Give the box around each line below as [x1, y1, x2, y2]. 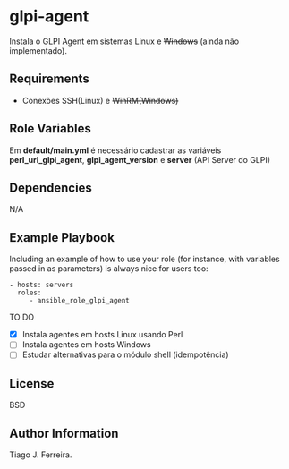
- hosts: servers [9, 280, 74, 290]
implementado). [9, 45, 67, 55]
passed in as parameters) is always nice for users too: [9, 263, 208, 274]
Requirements [9, 72, 89, 87]
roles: [17, 288, 42, 297]
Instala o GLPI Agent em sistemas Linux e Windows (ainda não [9, 36, 240, 47]
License [9, 376, 55, 391]
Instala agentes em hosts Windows [21, 339, 151, 350]
